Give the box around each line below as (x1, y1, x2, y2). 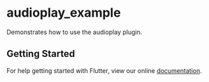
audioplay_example (6, 5, 122, 21)
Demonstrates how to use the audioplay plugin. (6, 28, 143, 36)
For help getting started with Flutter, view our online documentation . (6, 66, 202, 74)
